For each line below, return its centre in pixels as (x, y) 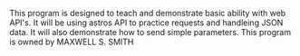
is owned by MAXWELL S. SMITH (72, 42)
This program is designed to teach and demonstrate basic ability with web (148, 13)
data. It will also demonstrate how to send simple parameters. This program (150, 32)
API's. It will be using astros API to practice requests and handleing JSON (146, 23)
